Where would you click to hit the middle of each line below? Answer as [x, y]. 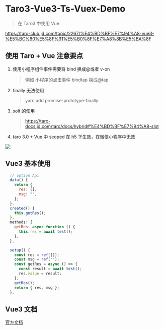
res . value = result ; [40, 274]
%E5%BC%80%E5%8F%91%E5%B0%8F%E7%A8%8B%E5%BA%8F [78, 39]
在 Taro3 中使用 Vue [38, 23]
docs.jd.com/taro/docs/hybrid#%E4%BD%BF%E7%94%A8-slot [92, 126]
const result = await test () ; [50, 269]
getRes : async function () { [45, 227]
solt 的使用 [24, 111]
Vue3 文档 [21, 309]
